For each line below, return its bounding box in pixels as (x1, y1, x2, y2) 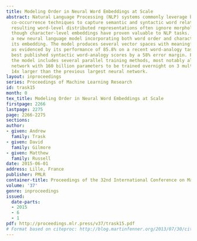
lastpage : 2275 (6, 106, 43, 112)
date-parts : (11, 199, 41, 205)
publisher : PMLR (6, 172, 46, 178)
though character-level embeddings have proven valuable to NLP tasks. (11, 30, 191, 36)
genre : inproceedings (6, 188, 59, 194)
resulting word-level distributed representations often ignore (11, 25, 172, 31)
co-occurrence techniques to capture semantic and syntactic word (11, 19, 177, 25)
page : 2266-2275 (6, 112, 46, 118)
